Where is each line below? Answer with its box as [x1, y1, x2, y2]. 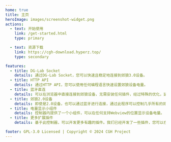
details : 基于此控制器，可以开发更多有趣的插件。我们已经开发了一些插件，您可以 [14, 120, 164, 125]
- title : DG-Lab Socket [10, 68, 60, 74]
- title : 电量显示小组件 [10, 106, 58, 111]
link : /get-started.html [14, 31, 67, 36]
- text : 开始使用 [10, 26, 44, 31]
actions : [5, 21, 24, 27]
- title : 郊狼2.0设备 [10, 96, 52, 101]
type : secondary [14, 54, 49, 59]
